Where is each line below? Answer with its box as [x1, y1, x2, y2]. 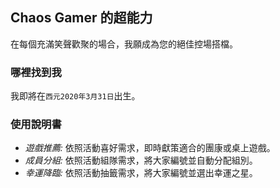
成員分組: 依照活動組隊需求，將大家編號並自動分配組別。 [24, 154, 258, 167]
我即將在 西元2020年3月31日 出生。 [10, 90, 141, 102]
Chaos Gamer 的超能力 [10, 9, 153, 27]
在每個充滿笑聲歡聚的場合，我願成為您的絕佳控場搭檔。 [10, 38, 238, 50]
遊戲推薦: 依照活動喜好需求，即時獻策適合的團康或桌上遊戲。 [24, 142, 276, 154]
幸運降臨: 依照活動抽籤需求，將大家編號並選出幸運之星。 [24, 167, 258, 179]
